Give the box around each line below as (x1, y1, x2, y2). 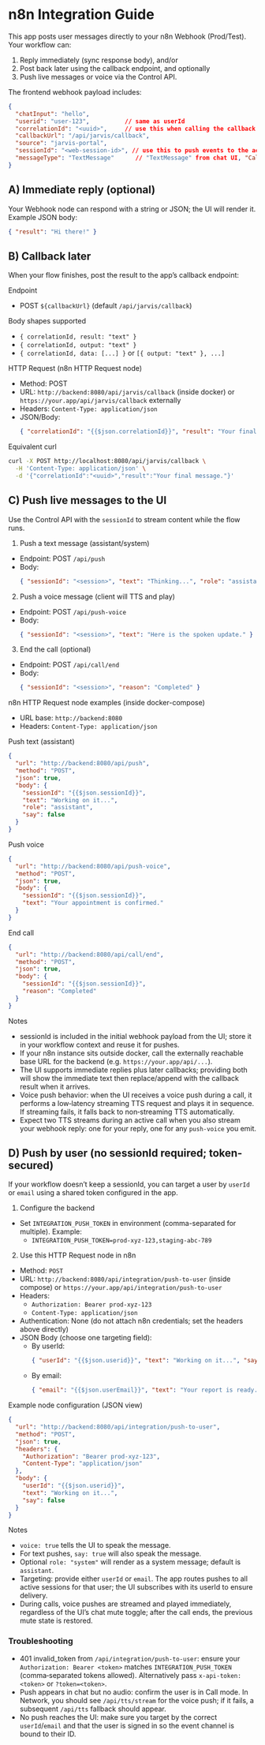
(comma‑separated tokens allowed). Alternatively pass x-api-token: (19, 1670, 242, 1680)
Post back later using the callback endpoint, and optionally (19, 63, 211, 73)
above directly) (19, 1325, 69, 1334)
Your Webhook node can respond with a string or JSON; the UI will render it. (8, 204, 256, 214)
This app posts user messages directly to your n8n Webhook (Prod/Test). (8, 32, 247, 41)
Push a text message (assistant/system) (19, 538, 150, 547)
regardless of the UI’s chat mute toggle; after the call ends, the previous (19, 1608, 253, 1617)
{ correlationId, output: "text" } (19, 342, 137, 349)
